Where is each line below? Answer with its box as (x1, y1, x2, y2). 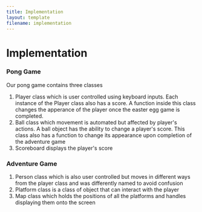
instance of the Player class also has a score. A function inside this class (15, 99, 196, 106)
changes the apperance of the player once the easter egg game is (15, 106, 180, 113)
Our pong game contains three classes (6, 81, 103, 88)
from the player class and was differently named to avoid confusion (15, 179, 183, 187)
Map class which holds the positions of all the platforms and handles (15, 193, 186, 200)
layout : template (6, 14, 50, 21)
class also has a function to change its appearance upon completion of (15, 131, 192, 139)
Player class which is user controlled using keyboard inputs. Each (15, 93, 178, 100)
